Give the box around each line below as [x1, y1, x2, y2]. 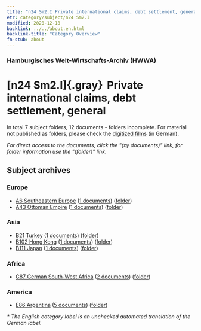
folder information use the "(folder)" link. [7, 148, 107, 155]
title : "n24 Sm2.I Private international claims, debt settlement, [7, 8, 178, 15]
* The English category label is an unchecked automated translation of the [7, 313, 191, 320]
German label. [7, 320, 42, 327]
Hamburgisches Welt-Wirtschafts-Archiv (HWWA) [7, 56, 157, 65]
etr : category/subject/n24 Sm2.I [7, 14, 90, 20]
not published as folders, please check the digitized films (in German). [7, 130, 180, 137]
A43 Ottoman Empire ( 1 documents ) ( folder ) [15, 203, 123, 210]
